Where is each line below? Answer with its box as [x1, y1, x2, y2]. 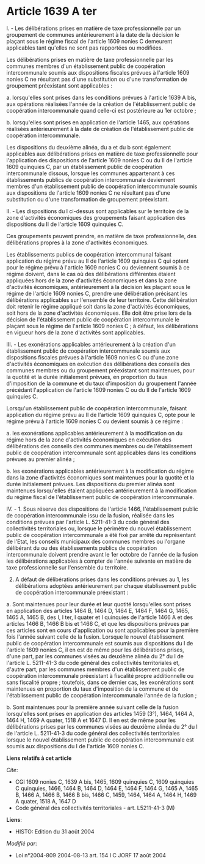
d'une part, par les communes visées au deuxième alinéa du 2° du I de [6, 652, 184, 659]
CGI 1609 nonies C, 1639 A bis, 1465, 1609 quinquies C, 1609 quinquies [15, 778, 195, 785]
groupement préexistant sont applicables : [6, 81, 113, 89]
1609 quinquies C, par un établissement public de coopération [6, 163, 163, 170]
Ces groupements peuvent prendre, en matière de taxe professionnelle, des [6, 232, 197, 239]
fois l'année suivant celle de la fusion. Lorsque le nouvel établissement [6, 633, 184, 640]
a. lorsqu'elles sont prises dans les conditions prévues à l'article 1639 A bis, [6, 94, 196, 101]
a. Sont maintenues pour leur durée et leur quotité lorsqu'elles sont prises [6, 600, 192, 607]
